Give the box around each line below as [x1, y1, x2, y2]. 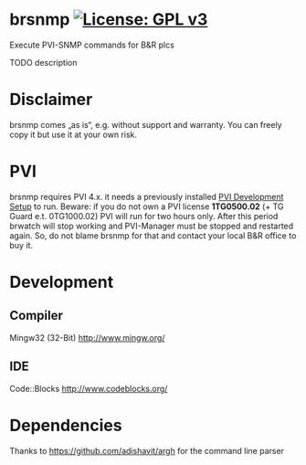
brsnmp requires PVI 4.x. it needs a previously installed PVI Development [9, 191, 284, 202]
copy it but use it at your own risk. [9, 129, 138, 140]
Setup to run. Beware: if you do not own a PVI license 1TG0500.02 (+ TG [9, 201, 284, 212]
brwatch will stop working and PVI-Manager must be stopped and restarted [9, 220, 294, 231]
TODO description [9, 57, 78, 68]
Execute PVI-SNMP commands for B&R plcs [9, 39, 175, 50]
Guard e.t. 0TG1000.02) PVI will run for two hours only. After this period [9, 210, 279, 221]
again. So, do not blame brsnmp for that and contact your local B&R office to [9, 229, 297, 241]
